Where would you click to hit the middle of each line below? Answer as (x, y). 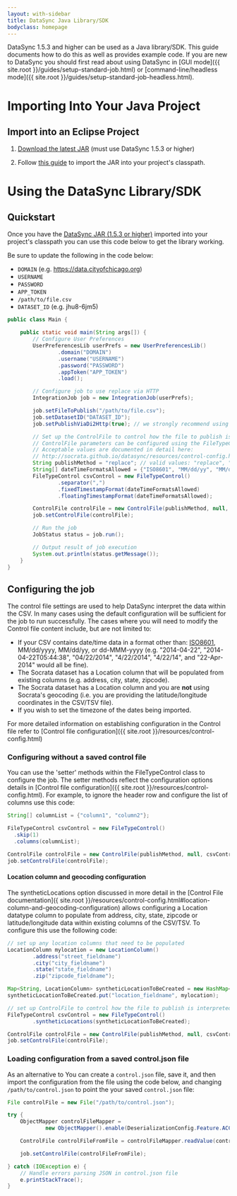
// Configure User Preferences (79, 339)
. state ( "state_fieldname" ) (72, 970)
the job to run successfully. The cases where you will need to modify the (113, 621)
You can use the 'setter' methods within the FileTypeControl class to (107, 773)
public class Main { (38, 320)
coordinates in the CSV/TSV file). (66, 703)
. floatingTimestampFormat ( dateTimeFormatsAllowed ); (135, 496)
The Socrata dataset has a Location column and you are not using (114, 688)
